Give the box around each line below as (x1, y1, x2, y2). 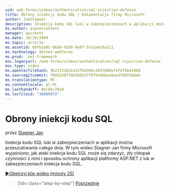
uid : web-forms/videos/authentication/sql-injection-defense (5, 7, 136, 13)
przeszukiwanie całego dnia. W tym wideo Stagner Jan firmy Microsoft (5, 145, 152, 151)
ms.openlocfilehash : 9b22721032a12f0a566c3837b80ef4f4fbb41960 (5, 68, 141, 73)
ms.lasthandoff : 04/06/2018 (5, 86, 64, 92)
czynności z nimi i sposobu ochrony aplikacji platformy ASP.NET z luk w (5, 155, 154, 161)
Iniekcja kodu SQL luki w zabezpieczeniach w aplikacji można (5, 139, 133, 146)
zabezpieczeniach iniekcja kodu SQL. (5, 161, 83, 167)
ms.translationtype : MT (5, 77, 55, 82)
